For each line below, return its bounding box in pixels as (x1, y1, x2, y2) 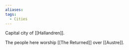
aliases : (5, 7, 23, 12)
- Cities (9, 16, 28, 21)
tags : (5, 12, 16, 17)
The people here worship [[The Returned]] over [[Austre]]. (5, 40, 125, 46)
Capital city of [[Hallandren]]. (5, 30, 65, 36)
